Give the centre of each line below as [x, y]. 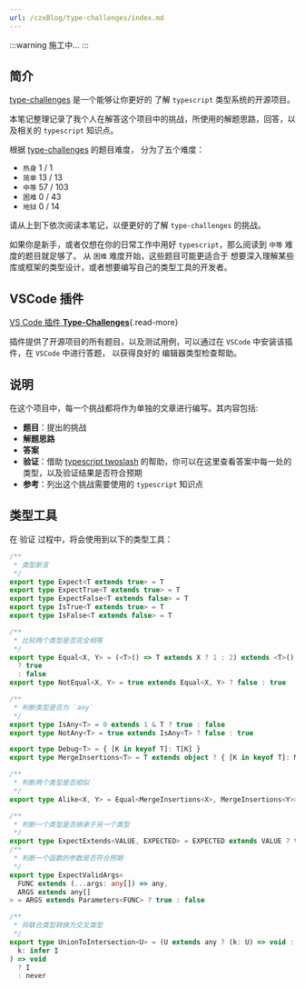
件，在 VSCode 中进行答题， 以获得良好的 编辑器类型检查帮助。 [126, 353]
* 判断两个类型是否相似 [51, 783]
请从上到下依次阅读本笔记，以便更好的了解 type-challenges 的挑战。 [138, 225]
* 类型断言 [31, 564]
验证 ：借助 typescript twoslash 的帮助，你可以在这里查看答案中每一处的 [157, 462]
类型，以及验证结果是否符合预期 [82, 473]
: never [32, 976]
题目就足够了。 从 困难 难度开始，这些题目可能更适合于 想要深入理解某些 [160, 256]
